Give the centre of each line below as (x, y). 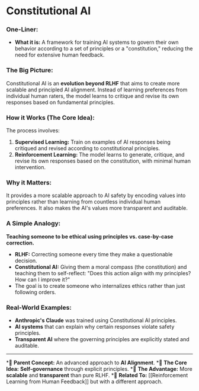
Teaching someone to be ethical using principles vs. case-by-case (90, 236)
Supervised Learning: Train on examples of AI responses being (92, 142)
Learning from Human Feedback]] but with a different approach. (84, 382)
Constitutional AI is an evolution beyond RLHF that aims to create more (93, 83)
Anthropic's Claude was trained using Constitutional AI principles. (96, 320)
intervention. (30, 167)
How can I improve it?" (42, 279)
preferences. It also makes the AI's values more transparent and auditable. (97, 208)
